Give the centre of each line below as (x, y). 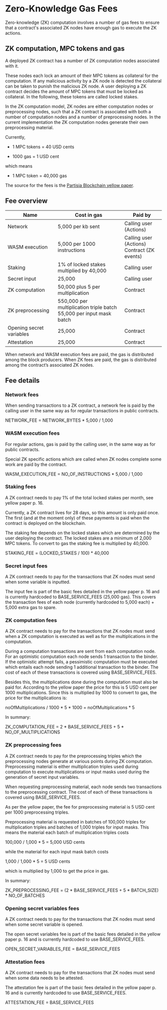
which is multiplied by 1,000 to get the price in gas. (57, 871)
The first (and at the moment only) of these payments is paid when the (78, 518)
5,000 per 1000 (77, 244)
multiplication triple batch (87, 307)
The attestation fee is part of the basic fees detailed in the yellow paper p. (81, 988)
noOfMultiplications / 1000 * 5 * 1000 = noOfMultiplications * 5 (70, 708)
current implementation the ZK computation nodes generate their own (77, 122)
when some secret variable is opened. (44, 924)
